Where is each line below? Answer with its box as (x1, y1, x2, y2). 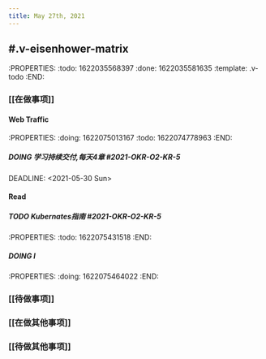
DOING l (8, 251, 36, 261)
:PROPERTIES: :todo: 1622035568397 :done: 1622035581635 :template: (8, 63, 248, 73)
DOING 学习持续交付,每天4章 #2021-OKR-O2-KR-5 (8, 152, 181, 162)
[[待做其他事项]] (8, 340, 71, 352)
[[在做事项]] (8, 94, 55, 106)
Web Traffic (8, 115, 49, 124)
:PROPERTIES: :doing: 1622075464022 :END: (8, 271, 160, 281)
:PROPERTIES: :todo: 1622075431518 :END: (8, 232, 152, 242)
